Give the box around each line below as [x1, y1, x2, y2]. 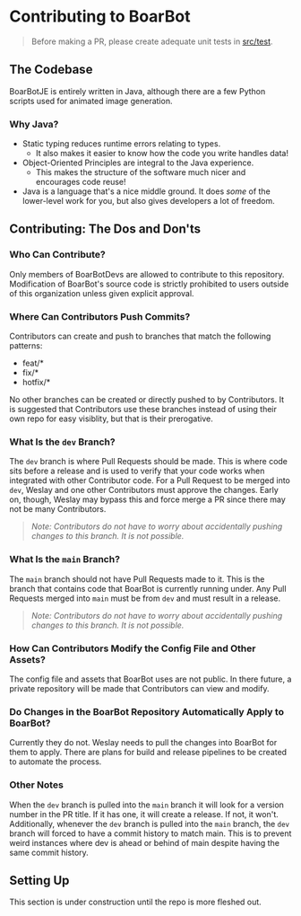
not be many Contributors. [9, 504, 107, 515]
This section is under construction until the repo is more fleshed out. [9, 896, 262, 908]
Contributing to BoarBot [9, 6, 191, 27]
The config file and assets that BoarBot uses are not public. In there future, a [9, 674, 292, 684]
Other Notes [9, 779, 64, 791]
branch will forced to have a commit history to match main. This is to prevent [9, 828, 292, 839]
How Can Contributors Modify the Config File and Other [9, 642, 256, 655]
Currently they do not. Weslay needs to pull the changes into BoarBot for [9, 737, 278, 748]
